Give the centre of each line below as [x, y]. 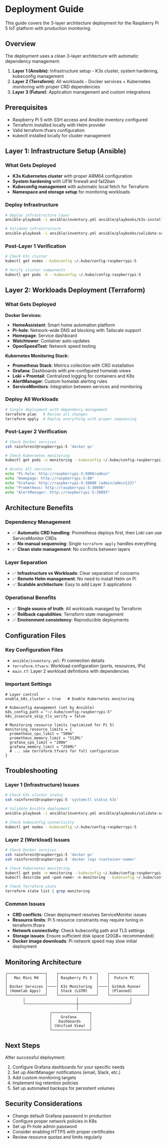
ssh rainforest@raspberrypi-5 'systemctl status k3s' [62, 800]
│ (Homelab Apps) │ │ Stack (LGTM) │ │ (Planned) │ [78, 991]
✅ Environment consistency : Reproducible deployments [71, 620]
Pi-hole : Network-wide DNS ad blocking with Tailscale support [77, 330]
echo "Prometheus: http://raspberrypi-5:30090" [55, 488]
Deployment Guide [44, 9]
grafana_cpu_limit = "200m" [39, 742]
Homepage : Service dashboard [44, 335]
